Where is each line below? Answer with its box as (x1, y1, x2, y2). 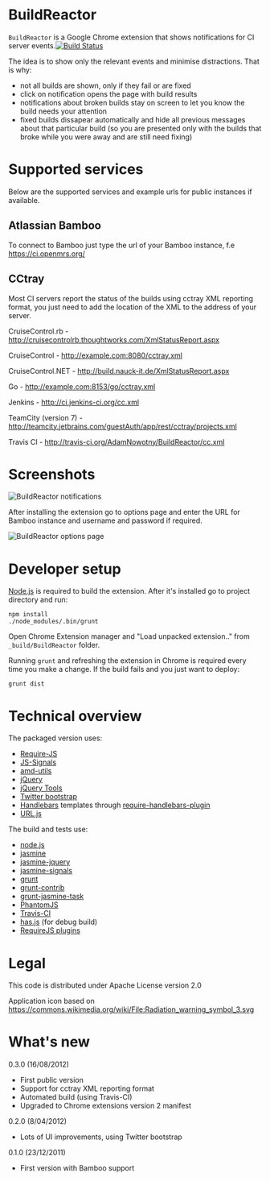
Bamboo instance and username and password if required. (8, 516, 202, 525)
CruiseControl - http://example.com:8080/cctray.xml (8, 350, 183, 360)
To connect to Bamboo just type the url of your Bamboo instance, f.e (8, 240, 235, 250)
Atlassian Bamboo (8, 219, 102, 233)
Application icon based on (8, 997, 95, 1006)
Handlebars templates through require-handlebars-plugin (19, 800, 211, 810)
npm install (8, 611, 48, 619)
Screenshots (8, 465, 96, 483)
